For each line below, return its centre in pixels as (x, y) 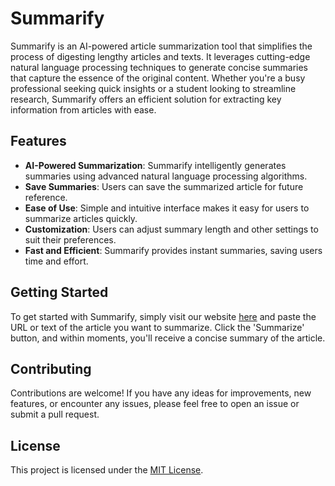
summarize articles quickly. (81, 218)
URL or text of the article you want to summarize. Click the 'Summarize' (157, 327)
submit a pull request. (55, 414)
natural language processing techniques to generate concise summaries (159, 67)
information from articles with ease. (83, 109)
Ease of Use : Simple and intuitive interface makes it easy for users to (167, 208)
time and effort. (56, 261)
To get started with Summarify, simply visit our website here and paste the (163, 316)
